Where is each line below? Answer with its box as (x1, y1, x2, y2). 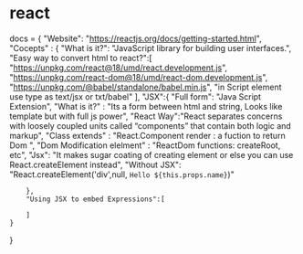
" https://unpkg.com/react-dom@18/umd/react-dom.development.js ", (9, 71, 268, 82)
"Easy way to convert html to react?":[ (9, 52, 152, 63)
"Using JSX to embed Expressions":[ (26, 195, 166, 204)
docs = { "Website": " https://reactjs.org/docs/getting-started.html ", (9, 33, 262, 44)
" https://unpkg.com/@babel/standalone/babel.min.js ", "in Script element (9, 81, 282, 92)
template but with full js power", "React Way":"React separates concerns (9, 111, 283, 122)
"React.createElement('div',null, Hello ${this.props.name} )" (9, 168, 235, 180)
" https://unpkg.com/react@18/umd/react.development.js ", (9, 62, 228, 73)
